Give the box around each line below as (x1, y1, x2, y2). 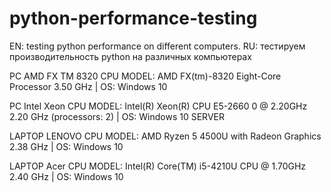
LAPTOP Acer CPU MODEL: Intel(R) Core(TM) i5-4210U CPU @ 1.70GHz (9, 160, 307, 172)
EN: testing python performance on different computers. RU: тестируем (9, 40, 306, 52)
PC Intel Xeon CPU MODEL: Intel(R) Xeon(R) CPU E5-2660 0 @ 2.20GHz (9, 100, 308, 112)
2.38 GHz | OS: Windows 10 (9, 140, 124, 152)
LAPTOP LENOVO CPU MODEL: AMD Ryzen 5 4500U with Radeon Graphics (9, 130, 322, 142)
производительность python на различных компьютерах (9, 50, 252, 62)
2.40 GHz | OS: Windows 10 (9, 170, 124, 182)
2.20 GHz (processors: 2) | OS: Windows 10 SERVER (9, 110, 225, 122)
